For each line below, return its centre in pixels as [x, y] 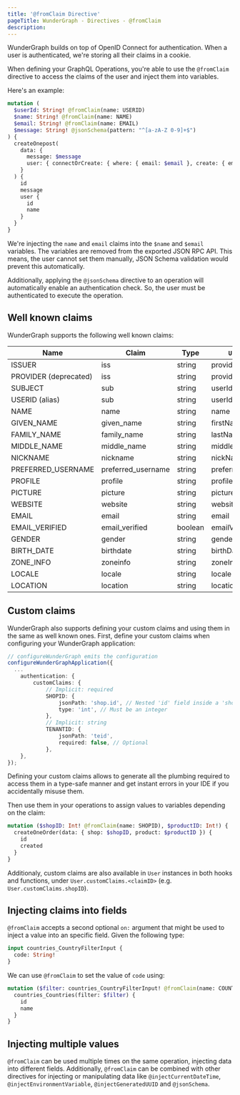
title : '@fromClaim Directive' [54, 14]
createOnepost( [36, 144]
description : [27, 27]
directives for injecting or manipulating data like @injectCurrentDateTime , [114, 1076]
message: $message [54, 157]
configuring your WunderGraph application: [71, 643]
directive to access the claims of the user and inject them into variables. [113, 76]
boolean [191, 527]
